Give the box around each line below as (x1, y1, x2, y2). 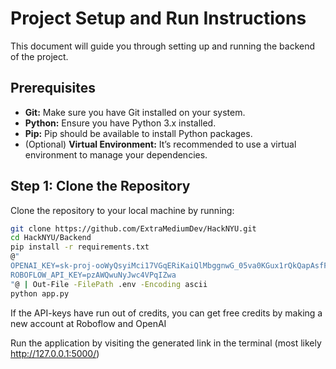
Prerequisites (10, 80, 96, 97)
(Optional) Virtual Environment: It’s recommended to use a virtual (24, 138, 297, 150)
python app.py (10, 288, 70, 299)
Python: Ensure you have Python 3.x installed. (24, 117, 217, 129)
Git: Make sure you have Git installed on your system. (24, 106, 246, 118)
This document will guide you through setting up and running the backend (10, 40, 316, 52)
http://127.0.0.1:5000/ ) (10, 347, 100, 359)
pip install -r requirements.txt (10, 242, 150, 252)
